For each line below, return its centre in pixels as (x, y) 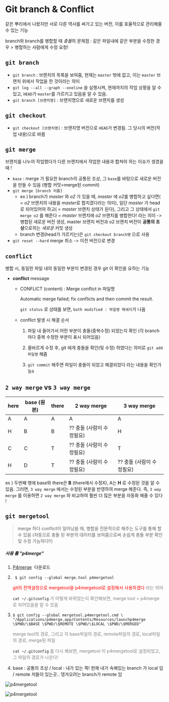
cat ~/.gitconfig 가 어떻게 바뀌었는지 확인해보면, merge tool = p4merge (86, 598)
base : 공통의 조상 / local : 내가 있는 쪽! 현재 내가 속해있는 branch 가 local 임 (88, 668)
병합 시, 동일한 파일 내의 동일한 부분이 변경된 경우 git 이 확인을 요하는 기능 (77, 269)
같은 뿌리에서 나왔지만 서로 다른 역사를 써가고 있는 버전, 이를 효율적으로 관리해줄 (84, 24)
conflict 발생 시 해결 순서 (45, 320)
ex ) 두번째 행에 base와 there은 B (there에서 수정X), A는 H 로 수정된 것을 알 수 (82, 483)
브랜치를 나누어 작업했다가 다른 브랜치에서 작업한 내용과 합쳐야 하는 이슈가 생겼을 (84, 162)
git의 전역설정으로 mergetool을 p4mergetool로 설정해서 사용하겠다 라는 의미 (88, 588)
